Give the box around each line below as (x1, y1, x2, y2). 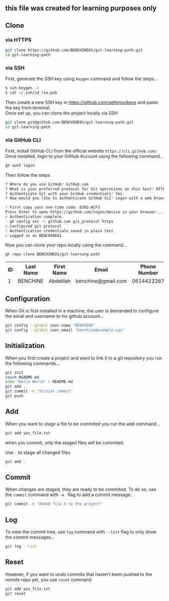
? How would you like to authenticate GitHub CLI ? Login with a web (5, 196, 152, 201)
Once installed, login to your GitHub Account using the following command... (5, 153, 164, 159)
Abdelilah (48, 278, 71, 285)
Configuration (5, 294, 50, 303)
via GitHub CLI (5, 136, 41, 143)
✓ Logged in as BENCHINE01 (5, 233, 62, 238)
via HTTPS (5, 36, 32, 43)
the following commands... (5, 360, 60, 366)
